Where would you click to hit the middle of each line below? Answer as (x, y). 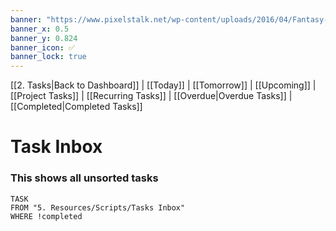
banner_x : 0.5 (40, 29)
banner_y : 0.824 (44, 38)
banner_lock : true (48, 57)
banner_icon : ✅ (43, 47)
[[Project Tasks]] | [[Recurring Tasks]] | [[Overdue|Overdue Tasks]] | (151, 96)
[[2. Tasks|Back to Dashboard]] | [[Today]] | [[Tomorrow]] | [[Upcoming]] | (163, 85)
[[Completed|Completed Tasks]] (76, 107)
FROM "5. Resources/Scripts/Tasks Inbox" (98, 207)
